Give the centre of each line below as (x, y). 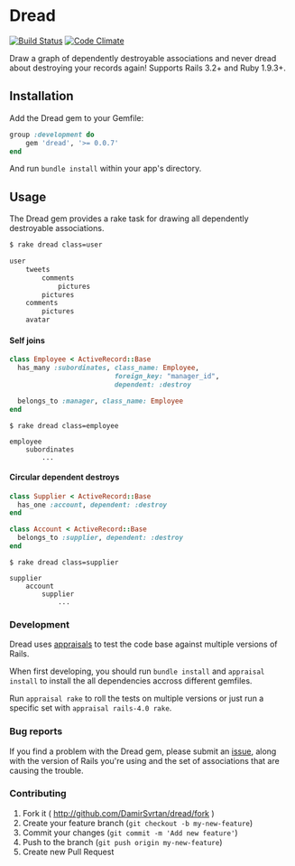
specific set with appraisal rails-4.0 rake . (91, 708)
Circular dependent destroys (65, 477)
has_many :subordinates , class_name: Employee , (109, 368)
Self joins (27, 340)
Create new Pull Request (68, 852)
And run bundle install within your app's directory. (106, 169)
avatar (38, 320)
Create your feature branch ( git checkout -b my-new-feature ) (138, 823)
